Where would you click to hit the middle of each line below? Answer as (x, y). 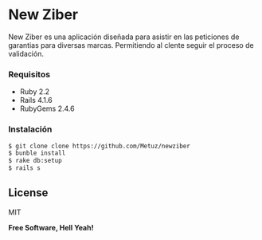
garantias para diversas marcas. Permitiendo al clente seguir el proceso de (131, 45)
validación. (26, 53)
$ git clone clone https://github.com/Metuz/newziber (100, 146)
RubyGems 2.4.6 (47, 108)
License (28, 193)
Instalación (30, 129)
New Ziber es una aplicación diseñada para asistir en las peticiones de (124, 37)
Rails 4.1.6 (36, 100)
